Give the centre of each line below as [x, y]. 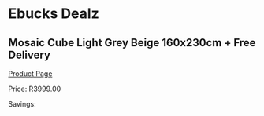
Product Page [30, 74]
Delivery [30, 54]
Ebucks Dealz [54, 14]
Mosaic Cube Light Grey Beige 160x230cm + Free [132, 43]
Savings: [22, 104]
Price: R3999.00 [35, 89]
